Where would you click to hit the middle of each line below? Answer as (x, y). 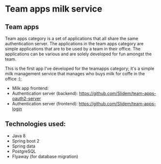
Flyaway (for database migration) (45, 156)
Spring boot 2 (26, 141)
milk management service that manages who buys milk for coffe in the (75, 74)
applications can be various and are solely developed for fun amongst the (78, 54)
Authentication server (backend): (45, 93)
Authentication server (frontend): (45, 104)
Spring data (23, 146)
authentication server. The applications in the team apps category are (74, 44)
